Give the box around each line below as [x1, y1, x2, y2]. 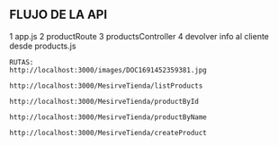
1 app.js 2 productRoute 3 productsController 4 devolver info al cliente [9, 30, 270, 41]
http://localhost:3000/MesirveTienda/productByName [9, 112, 207, 122]
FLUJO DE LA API [9, 7, 108, 22]
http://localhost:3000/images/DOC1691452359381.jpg [9, 65, 207, 74]
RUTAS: [9, 57, 34, 66]
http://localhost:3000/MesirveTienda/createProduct [9, 128, 207, 137]
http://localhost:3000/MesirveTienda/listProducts [9, 81, 203, 90]
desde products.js [9, 40, 76, 51]
